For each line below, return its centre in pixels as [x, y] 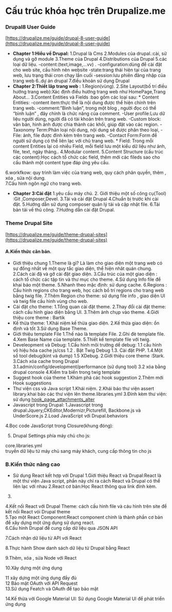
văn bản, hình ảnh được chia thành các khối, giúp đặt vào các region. [86, 125]
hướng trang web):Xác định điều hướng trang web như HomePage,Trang [89, 92]
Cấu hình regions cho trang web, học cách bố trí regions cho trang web [88, 290]
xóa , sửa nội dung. [26, 178]
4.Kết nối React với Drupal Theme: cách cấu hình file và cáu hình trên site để [86, 506]
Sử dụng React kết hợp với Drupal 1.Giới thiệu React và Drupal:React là [87, 475]
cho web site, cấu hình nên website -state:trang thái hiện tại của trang [87, 70]
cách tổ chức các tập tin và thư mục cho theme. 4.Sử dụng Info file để [87, 279]
